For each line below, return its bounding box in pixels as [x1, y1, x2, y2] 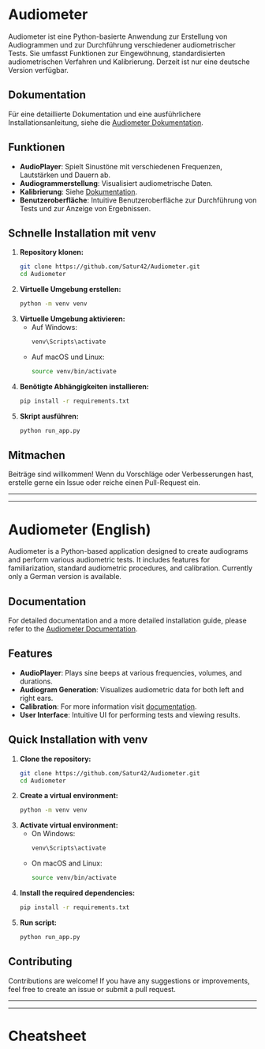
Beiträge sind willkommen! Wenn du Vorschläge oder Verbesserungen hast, [8, 469, 254, 479]
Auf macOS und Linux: [31, 352, 105, 362]
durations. [19, 676, 53, 686]
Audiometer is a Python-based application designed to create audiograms [8, 547, 248, 556]
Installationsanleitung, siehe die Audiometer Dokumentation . [8, 117, 203, 127]
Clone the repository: [19, 754, 91, 763]
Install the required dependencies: [19, 888, 136, 898]
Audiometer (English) [8, 521, 151, 539]
